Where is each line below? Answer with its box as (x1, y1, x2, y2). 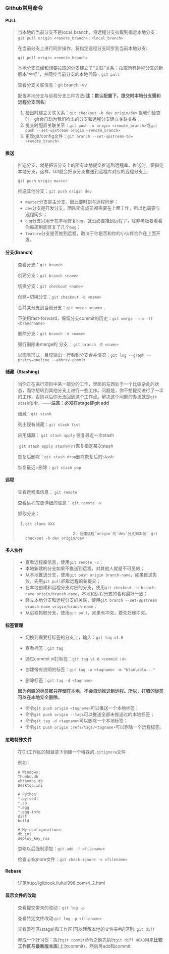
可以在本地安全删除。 (17, 694, 62, 700)
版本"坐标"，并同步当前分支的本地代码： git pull (17, 71, 120, 77)
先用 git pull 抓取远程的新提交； (34, 578, 101, 584)
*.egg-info (17, 809, 41, 815)
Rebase (5, 868, 22, 874)
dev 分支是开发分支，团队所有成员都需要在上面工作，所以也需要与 (25, 205, 160, 211)
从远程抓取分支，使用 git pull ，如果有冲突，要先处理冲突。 (25, 610, 150, 616)
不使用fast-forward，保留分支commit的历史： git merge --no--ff (17, 315, 153, 321)
